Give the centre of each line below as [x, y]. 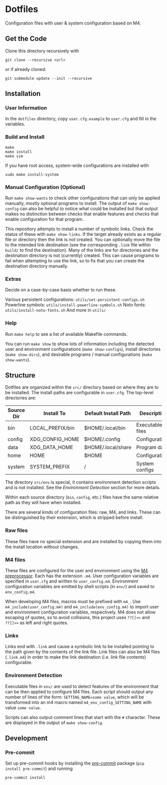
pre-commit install [25, 778]
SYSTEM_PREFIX [50, 467]
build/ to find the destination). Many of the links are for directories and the [82, 250]
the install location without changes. [42, 547]
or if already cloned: [26, 69]
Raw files [17, 531]
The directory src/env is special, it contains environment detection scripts [81, 482]
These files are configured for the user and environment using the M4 [77, 571]
